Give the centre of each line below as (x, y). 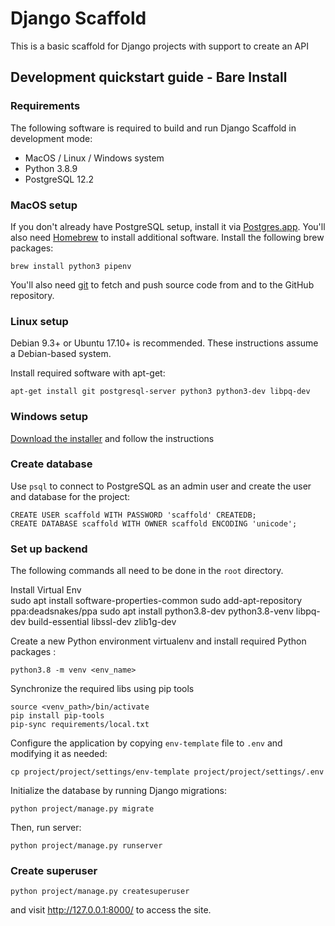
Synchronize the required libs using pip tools (102, 689)
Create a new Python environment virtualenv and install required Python (158, 641)
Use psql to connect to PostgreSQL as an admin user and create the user (161, 486)
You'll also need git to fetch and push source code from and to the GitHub (162, 284)
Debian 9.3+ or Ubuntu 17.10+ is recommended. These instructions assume (164, 343)
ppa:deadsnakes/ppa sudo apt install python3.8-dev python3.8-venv (152, 611)
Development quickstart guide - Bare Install (149, 77)
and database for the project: (70, 496)
